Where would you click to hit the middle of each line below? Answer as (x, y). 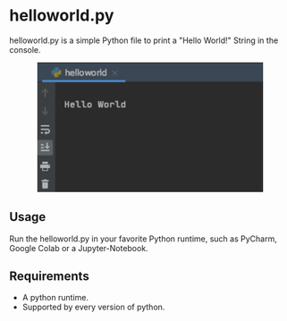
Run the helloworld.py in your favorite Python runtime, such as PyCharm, (143, 239)
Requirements (49, 276)
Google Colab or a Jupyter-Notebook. (79, 248)
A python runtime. (55, 298)
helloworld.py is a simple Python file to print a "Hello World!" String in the (144, 40)
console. (25, 49)
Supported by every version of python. (93, 307)
